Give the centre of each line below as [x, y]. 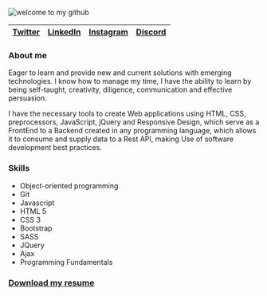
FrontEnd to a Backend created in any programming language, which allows [132, 131]
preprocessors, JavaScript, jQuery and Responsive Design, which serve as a [134, 122]
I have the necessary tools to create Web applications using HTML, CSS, [127, 114]
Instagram [109, 32]
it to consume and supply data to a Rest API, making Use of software [121, 139]
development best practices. [55, 148]
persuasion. [28, 98]
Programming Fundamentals [66, 262]
